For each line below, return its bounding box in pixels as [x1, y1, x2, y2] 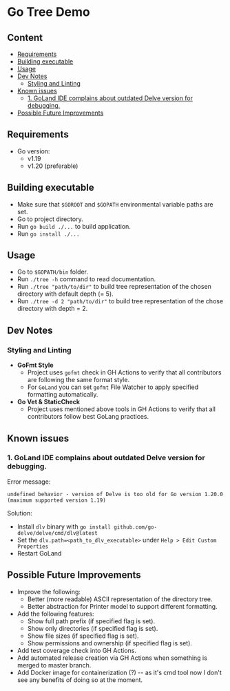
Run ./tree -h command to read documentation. [17, 275, 156, 283]
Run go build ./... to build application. [17, 222, 131, 230]
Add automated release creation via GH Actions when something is [17, 654, 208, 662]
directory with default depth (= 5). [17, 290, 114, 298]
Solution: [7, 509, 32, 517]
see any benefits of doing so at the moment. [17, 675, 143, 684]
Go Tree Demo [7, 4, 91, 20]
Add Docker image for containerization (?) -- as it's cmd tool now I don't [17, 668, 222, 676]
